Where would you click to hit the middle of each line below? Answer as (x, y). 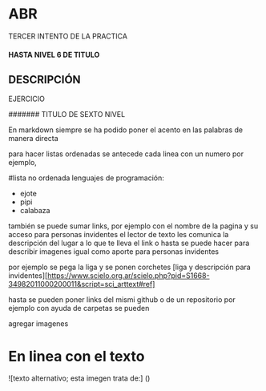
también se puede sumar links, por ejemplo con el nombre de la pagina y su (133, 226)
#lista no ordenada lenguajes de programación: (86, 178)
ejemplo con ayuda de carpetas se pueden (79, 308)
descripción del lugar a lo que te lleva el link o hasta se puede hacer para (129, 243)
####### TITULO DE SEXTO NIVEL (67, 115)
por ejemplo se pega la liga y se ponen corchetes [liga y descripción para (129, 267)
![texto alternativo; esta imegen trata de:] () (79, 378)
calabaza (35, 211)
